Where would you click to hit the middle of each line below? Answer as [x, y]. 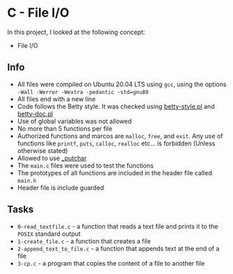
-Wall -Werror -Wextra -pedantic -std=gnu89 [83, 92]
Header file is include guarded [61, 187]
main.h [27, 181]
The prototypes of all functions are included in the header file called [114, 172]
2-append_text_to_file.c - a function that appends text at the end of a [118, 248]
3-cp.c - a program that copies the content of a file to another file [111, 263]
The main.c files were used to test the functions [86, 166]
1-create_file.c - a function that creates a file [84, 241]
